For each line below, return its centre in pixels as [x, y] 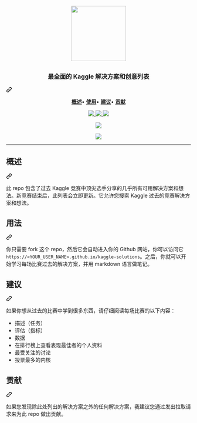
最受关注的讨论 [33, 352]
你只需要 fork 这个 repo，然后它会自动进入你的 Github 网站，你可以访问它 [95, 249]
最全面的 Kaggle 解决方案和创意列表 [98, 76]
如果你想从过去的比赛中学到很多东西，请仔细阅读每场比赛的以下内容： [91, 311]
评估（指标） [30, 331]
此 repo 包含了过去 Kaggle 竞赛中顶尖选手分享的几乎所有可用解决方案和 [92, 188]
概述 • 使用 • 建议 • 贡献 [98, 101]
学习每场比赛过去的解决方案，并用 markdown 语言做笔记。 [82, 264]
